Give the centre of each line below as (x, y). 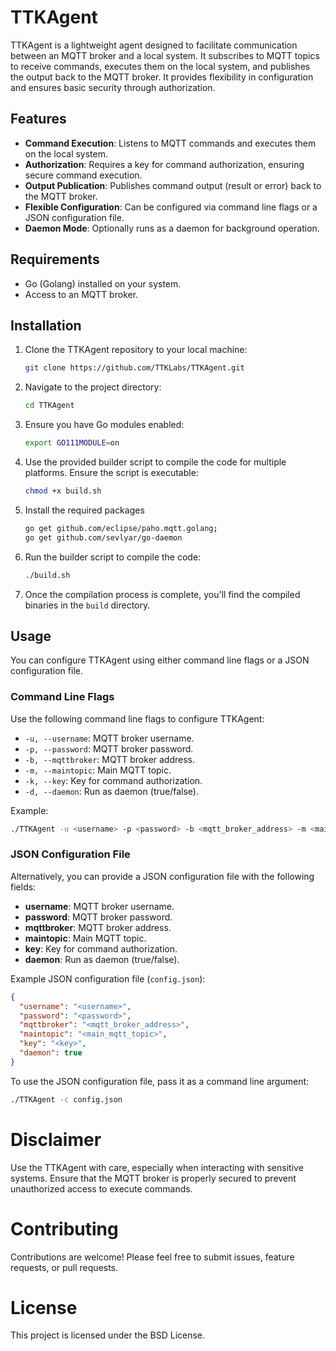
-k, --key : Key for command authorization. (113, 780)
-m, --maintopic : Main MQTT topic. (98, 770)
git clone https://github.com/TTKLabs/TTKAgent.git (134, 368)
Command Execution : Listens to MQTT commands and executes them (170, 143)
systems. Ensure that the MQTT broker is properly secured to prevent (153, 1178)
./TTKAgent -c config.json (66, 1099)
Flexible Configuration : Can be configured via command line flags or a (171, 207)
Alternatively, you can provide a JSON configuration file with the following (162, 876)
